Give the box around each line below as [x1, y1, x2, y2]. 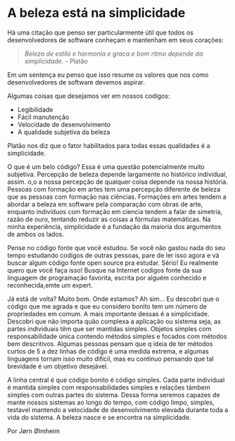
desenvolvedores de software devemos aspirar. [7, 77, 146, 86]
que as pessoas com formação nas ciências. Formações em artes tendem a [7, 192, 227, 201]
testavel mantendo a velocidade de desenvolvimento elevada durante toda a [7, 405, 229, 414]
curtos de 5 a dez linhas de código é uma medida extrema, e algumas [7, 347, 209, 355]
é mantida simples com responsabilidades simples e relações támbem [7, 383, 210, 392]
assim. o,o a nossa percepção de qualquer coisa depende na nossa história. [7, 178, 229, 186]
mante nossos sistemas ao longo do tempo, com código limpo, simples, [7, 398, 215, 406]
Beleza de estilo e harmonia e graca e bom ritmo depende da [24, 49, 203, 58]
